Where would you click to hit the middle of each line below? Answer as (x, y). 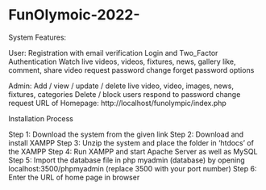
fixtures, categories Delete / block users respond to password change (125, 94)
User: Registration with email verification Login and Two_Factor (113, 53)
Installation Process (41, 118)
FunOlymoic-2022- (74, 15)
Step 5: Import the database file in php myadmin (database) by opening (127, 160)
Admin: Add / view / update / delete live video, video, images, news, (121, 86)
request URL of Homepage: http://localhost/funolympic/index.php (118, 103)
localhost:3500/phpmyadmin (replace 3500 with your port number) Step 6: (133, 168)
